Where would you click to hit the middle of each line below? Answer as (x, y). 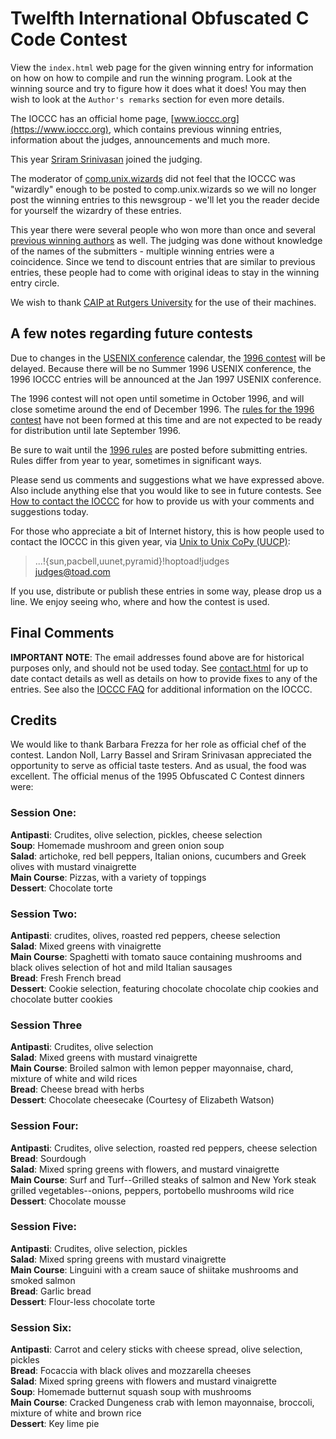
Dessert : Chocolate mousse (68, 1201)
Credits (34, 720)
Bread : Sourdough (48, 1158)
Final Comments (62, 633)
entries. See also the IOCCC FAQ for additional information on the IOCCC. (161, 689)
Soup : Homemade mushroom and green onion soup (117, 845)
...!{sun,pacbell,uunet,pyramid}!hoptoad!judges (132, 561)
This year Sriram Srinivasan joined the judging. (106, 159)
